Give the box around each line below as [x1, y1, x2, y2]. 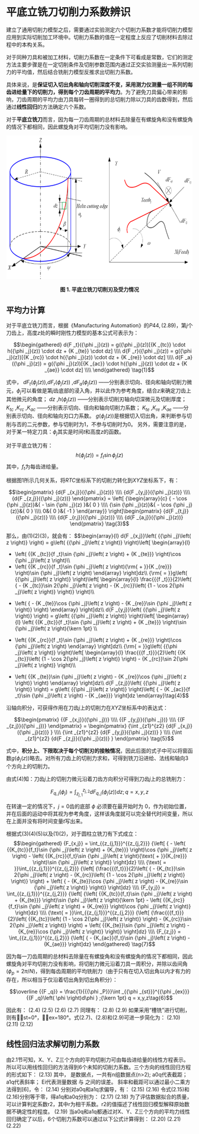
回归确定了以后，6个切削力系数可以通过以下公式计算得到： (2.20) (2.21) [6, 1115, 181, 1122]
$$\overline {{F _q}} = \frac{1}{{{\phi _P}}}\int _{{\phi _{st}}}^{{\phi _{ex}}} [9, 988, 190, 995]
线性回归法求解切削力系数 [6, 1039, 99, 1049]
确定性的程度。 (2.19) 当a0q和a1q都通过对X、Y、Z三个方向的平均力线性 [16, 1108, 191, 1115]
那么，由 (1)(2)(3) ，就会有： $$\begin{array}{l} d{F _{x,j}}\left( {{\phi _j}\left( [6, 532, 191, 539]
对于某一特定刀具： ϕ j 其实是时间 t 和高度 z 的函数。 [6, 428, 124, 437]
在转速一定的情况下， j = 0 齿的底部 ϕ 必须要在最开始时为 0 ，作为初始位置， [6, 803, 190, 810]
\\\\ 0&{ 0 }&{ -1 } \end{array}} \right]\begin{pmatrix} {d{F [34, 507, 174, 515]
